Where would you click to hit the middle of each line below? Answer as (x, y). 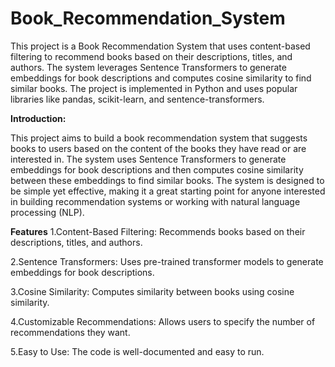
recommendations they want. (70, 332)
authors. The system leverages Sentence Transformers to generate (148, 67)
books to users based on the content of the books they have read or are (158, 148)
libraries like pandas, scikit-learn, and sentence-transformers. (137, 99)
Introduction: (38, 118)
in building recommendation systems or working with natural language (155, 201)
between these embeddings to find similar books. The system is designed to (167, 180)
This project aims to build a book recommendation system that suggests (159, 138)
